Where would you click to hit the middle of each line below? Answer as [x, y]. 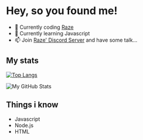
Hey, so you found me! [62, 11]
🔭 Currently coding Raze [44, 27]
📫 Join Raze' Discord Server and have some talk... [76, 40]
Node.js [24, 125]
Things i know [32, 105]
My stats [23, 61]
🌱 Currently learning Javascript [52, 33]
